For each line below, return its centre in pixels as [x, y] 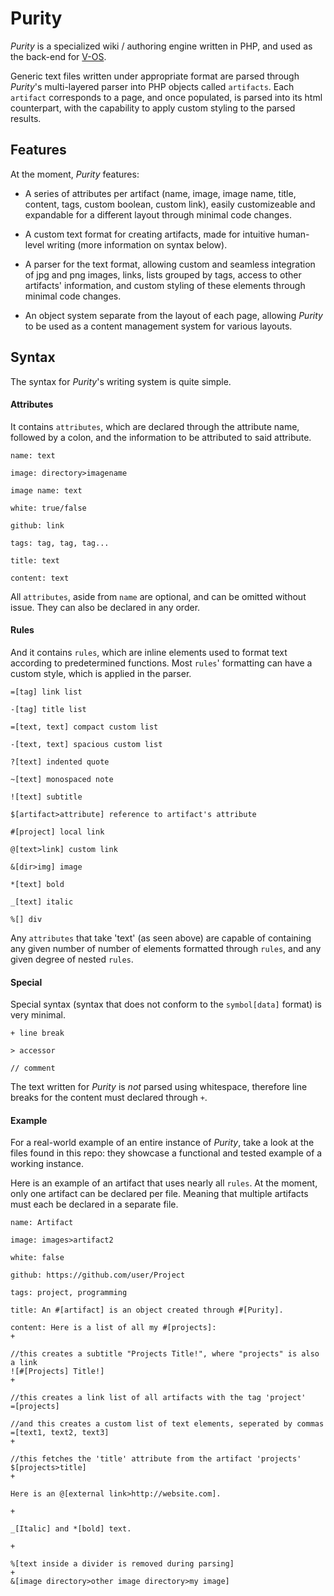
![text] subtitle [46, 797]
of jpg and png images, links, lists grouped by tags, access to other [163, 274]
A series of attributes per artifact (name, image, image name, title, [160, 193]
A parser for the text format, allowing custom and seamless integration [170, 264]
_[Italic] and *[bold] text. [71, 1529]
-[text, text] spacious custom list [86, 744]
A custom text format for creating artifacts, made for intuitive [150, 234]
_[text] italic [42, 902]
